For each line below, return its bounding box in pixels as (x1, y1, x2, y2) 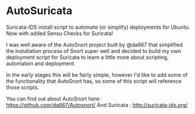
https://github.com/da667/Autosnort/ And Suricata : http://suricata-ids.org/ (6, 101, 188, 108)
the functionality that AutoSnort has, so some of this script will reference (6, 78, 182, 85)
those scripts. (6, 83, 39, 90)
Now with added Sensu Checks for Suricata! (6, 29, 113, 36)
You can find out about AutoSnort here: (6, 95, 101, 102)
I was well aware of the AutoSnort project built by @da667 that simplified (6, 41, 183, 48)
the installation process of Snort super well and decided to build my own (6, 47, 181, 54)
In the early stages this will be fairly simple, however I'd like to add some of (6, 71, 188, 78)
